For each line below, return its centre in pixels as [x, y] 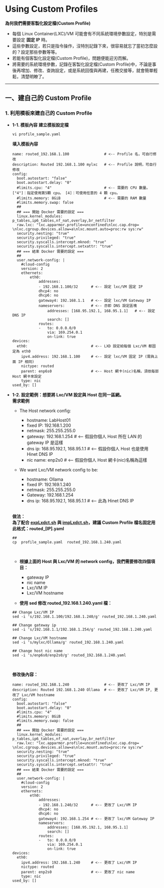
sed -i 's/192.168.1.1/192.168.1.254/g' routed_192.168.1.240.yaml [82, 629]
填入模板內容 [25, 144]
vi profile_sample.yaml [36, 134]
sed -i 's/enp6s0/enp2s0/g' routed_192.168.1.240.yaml [69, 655]
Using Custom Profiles [51, 9]
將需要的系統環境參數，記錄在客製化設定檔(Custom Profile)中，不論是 [82, 64]
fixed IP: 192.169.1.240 [49, 484]
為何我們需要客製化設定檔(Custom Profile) [48, 23]
